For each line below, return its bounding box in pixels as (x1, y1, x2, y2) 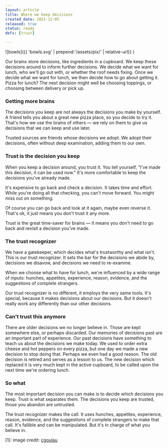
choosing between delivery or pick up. (5, 85, 85, 91)
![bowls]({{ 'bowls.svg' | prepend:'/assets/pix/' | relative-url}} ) (5, 49, 135, 55)
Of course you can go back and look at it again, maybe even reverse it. (5, 205, 151, 211)
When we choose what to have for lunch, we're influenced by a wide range (5, 269, 160, 275)
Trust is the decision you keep (5, 153, 80, 160)
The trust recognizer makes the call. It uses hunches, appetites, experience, (5, 411, 162, 417)
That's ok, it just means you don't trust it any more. (5, 210, 110, 216)
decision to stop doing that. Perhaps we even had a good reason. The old (5, 351, 157, 357)
